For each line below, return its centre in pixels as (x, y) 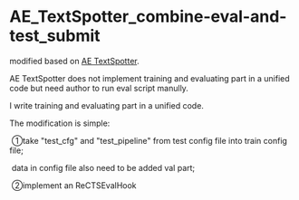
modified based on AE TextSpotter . (74, 61)
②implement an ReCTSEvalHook (74, 185)
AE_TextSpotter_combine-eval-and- (148, 17)
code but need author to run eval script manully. (99, 88)
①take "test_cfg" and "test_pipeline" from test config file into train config (149, 140)
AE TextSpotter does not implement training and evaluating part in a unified (149, 78)
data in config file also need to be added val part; (103, 167)
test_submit (55, 36)
